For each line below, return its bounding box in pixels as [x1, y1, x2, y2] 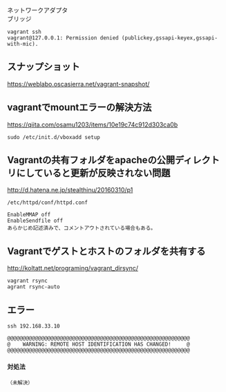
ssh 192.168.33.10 [7, 323, 60, 330]
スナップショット [7, 61, 80, 73]
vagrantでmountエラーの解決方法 [7, 102, 152, 113]
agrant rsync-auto [7, 283, 60, 290]
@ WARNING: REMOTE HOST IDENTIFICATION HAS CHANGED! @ [7, 341, 190, 348]
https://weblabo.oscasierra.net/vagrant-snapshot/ [7, 80, 150, 88]
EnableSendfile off [7, 217, 64, 225]
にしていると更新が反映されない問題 [16, 167, 171, 179]
